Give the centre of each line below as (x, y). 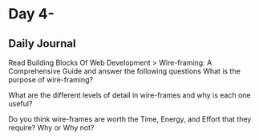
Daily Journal (42, 44)
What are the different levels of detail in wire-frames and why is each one (129, 95)
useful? (20, 104)
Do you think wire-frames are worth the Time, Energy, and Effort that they (130, 119)
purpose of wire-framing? (51, 80)
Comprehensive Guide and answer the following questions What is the (124, 71)
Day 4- (31, 14)
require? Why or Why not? (51, 128)
